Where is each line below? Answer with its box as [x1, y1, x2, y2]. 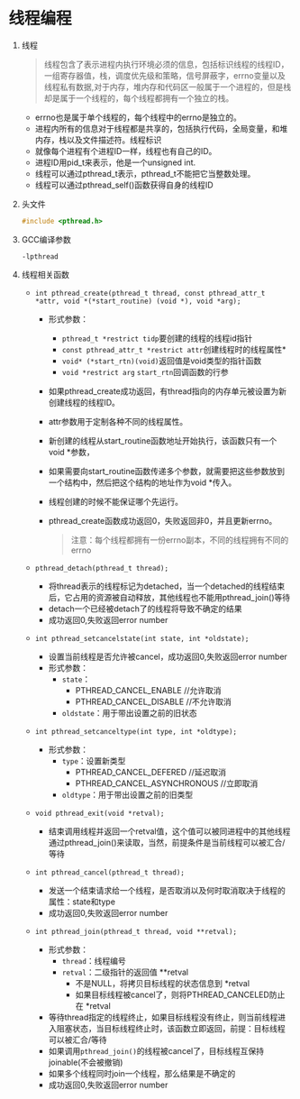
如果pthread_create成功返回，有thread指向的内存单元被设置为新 [48, 385, 287, 397]
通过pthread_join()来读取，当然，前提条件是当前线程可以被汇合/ [48, 837, 286, 847]
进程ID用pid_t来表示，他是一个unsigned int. [34, 157, 196, 168]
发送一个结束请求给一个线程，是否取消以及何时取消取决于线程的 [48, 884, 286, 895]
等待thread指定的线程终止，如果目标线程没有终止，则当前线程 [48, 1012, 278, 1022]
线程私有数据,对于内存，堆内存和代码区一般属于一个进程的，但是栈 [43, 81, 292, 92]
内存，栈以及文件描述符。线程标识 [34, 134, 162, 145]
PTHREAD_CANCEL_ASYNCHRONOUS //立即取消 [75, 777, 259, 789]
